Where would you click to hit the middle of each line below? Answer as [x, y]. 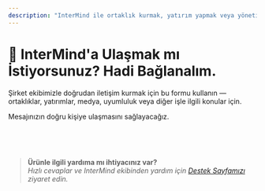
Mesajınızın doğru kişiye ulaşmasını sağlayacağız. [89, 116]
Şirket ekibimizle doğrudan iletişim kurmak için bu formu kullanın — [118, 93]
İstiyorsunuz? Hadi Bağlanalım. [112, 71]
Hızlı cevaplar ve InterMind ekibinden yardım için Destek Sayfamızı [136, 171]
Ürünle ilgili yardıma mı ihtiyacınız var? [92, 162]
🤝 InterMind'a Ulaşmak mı [94, 54]
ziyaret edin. [48, 178]
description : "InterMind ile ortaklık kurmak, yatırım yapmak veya [121, 15]
